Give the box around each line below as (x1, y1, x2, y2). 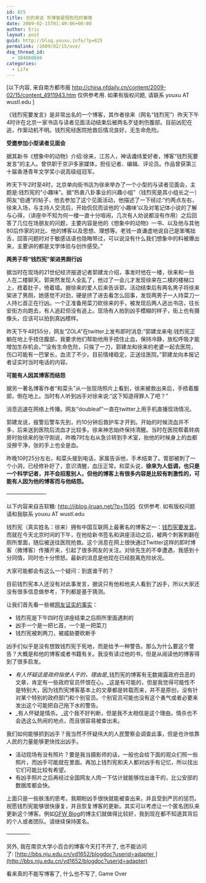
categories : (6, 60, 37, 66)
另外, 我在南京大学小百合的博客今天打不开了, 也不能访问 (6, 843, 147, 850)
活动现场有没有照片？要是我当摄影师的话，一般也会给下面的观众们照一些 (15, 751, 198, 758)
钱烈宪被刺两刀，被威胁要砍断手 (15, 630, 96, 637)
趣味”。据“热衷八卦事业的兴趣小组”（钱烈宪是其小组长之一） (48, 189, 197, 196)
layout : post (6, 32, 40, 38)
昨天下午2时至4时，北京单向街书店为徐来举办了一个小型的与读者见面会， (6, 181, 191, 188)
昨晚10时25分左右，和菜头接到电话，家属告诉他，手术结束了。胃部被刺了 (6, 454, 191, 462)
